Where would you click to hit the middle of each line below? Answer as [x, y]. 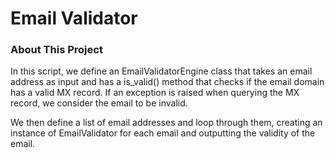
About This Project [56, 50]
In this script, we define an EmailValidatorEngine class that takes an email [161, 71]
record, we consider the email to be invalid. [99, 103]
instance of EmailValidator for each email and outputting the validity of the [163, 133]
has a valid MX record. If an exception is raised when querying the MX [155, 93]
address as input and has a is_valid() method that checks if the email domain [167, 82]
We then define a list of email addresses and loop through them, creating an [166, 123]
